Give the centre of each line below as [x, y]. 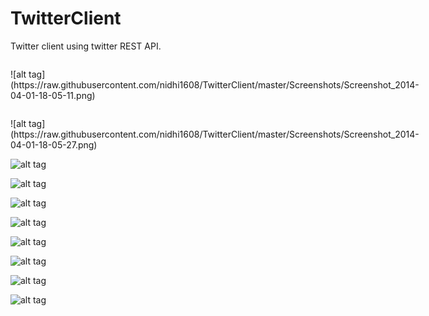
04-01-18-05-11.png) [53, 95]
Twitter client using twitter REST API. [86, 46]
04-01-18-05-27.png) [54, 144]
